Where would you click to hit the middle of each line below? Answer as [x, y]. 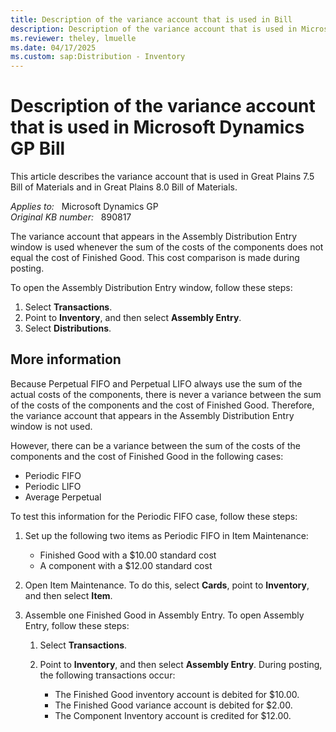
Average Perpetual [63, 497]
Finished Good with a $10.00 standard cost [128, 555]
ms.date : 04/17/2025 [53, 47]
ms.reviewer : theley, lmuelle [73, 38]
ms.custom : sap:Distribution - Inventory [98, 57]
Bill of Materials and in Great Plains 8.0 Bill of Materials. [124, 187]
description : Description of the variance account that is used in [154, 29]
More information [66, 359]
